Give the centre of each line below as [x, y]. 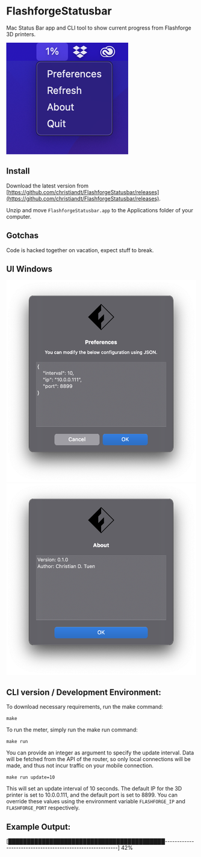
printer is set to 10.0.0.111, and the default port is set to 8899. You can [92, 795]
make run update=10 [31, 777]
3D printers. [21, 34]
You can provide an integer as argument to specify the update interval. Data [100, 753]
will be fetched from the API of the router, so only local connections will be [98, 759]
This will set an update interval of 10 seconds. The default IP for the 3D [94, 789]
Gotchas [23, 236]
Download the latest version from [48, 186]
